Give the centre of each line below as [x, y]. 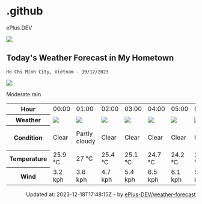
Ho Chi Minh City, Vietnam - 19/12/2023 [58, 72]
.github [25, 11]
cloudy [86, 141]
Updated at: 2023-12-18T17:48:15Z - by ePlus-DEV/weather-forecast [111, 194]
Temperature [28, 159]
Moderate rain [24, 94]
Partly [84, 134]
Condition [29, 138]
